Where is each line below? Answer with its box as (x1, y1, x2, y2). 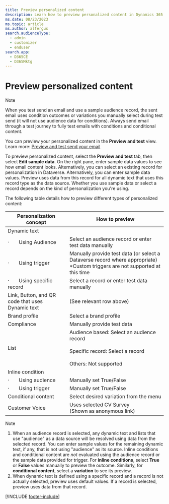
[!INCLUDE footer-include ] (5, 493, 60, 499)
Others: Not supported (69, 360, 123, 367)
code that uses (8, 298, 43, 305)
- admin (10, 36, 26, 41)
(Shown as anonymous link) (69, 408, 135, 415)
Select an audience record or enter (69, 235, 152, 242)
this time (69, 269, 90, 276)
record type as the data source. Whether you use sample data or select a (5, 180, 157, 186)
